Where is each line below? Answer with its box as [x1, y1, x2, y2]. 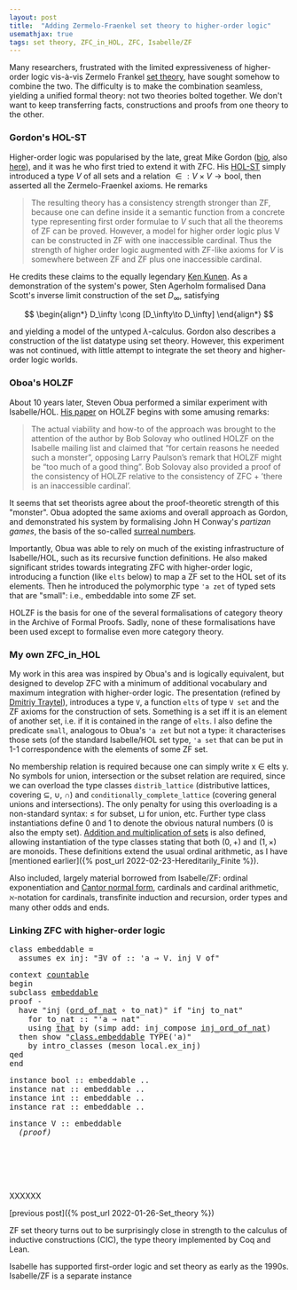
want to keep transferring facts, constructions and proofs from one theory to [9, 99, 289, 111]
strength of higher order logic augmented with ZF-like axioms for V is [30, 244, 284, 255]
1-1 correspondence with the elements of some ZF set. [9, 743, 208, 755]
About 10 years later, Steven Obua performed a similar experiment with [9, 397, 268, 408]
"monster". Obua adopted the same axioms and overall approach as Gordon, [9, 507, 288, 518]
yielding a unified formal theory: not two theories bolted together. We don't [9, 91, 283, 101]
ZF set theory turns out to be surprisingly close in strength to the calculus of [9, 1225, 288, 1236]
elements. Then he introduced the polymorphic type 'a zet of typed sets [9, 581, 277, 591]
